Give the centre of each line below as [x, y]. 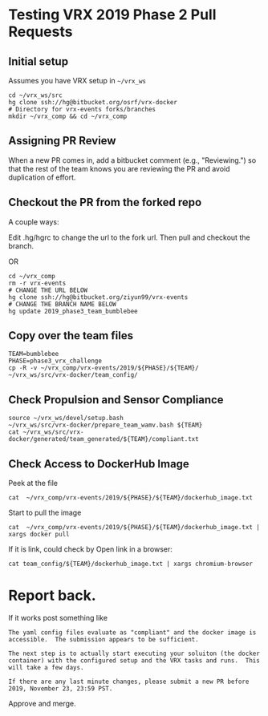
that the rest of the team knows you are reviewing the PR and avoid [119, 168]
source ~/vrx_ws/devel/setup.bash [66, 419]
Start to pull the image [45, 513]
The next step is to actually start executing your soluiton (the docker [134, 653]
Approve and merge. [42, 704]
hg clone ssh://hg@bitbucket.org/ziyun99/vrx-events [98, 297]
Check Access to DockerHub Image [99, 464]
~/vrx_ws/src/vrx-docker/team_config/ [73, 375]
